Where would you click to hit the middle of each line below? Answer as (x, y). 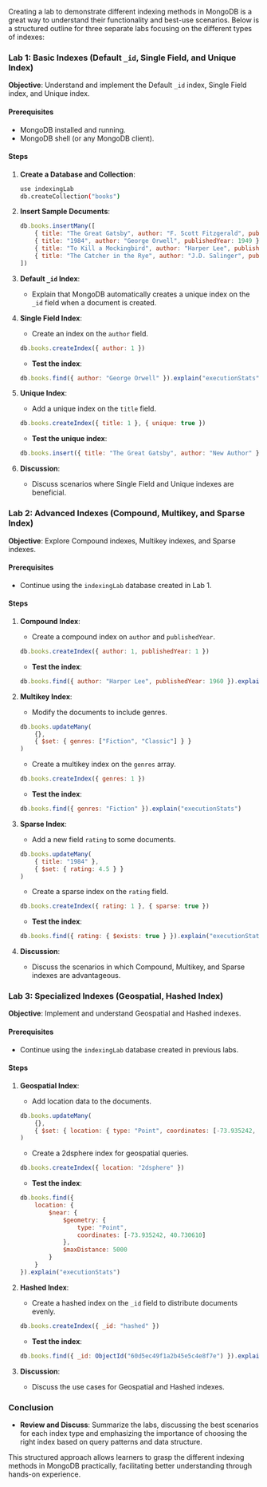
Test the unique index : (69, 439)
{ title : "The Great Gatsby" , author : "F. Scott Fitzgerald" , (140, 234)
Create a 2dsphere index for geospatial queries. (110, 1153)
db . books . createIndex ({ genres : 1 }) (82, 779)
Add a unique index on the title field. (94, 409)
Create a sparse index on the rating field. (100, 892)
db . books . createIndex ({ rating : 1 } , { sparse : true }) (114, 906)
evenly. (43, 1311)
